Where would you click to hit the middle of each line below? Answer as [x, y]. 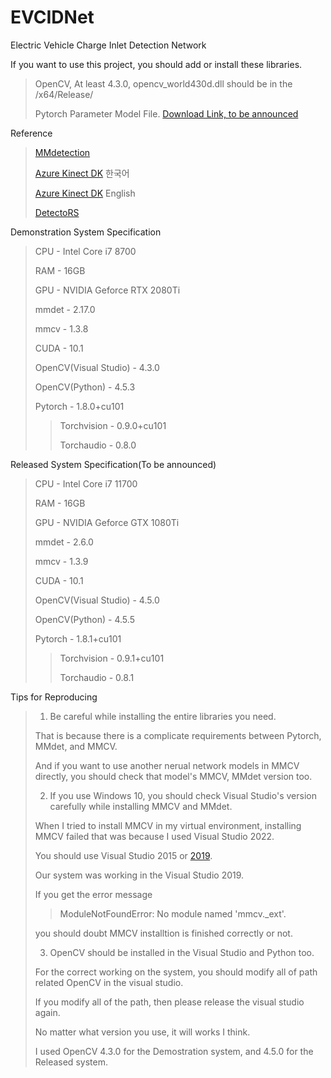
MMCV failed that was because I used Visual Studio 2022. [154, 836]
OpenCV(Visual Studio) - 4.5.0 [97, 600]
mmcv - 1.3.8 [61, 328]
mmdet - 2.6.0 [64, 542]
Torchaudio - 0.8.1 [97, 677]
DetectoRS [57, 212]
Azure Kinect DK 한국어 [82, 173]
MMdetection [62, 152]
